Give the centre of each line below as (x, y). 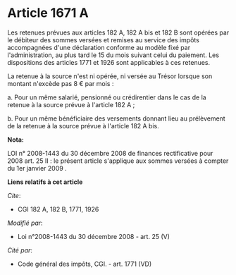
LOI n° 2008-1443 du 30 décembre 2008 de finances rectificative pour (110, 153)
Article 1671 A (48, 13)
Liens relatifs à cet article (45, 182)
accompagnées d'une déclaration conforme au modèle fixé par (99, 47)
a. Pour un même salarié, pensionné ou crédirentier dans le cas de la (107, 97)
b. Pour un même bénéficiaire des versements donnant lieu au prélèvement (116, 118)
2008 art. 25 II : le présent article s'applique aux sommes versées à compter (118, 161)
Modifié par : (25, 223)
